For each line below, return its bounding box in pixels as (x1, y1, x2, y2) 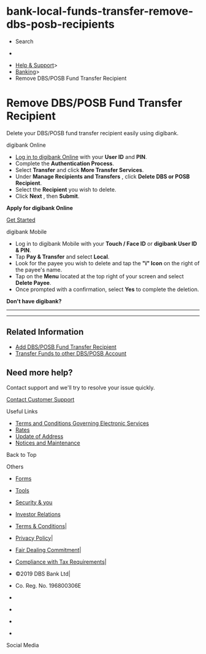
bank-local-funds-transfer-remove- (6, 4, 194, 18)
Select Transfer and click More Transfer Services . (15, 166, 144, 173)
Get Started (6, 216, 36, 224)
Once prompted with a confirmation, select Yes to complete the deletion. (15, 286, 199, 293)
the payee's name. (15, 266, 63, 273)
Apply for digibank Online (6, 204, 74, 211)
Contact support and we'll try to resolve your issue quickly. (6, 384, 155, 391)
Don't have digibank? (6, 297, 62, 305)
